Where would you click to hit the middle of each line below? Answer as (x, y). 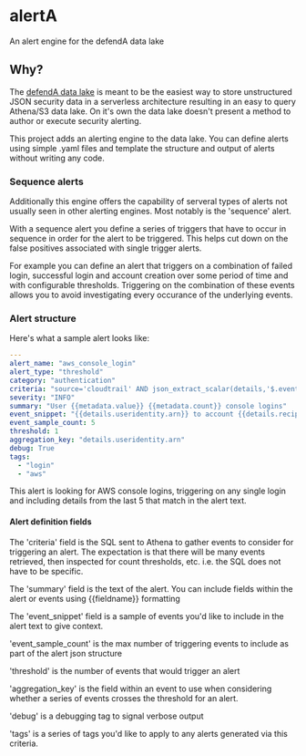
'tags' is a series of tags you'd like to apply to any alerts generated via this (149, 733)
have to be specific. (46, 571)
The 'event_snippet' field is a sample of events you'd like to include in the (147, 616)
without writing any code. (57, 158)
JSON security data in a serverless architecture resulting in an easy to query (153, 101)
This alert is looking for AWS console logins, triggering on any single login (148, 491)
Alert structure (43, 318)
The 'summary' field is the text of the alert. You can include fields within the (151, 588)
